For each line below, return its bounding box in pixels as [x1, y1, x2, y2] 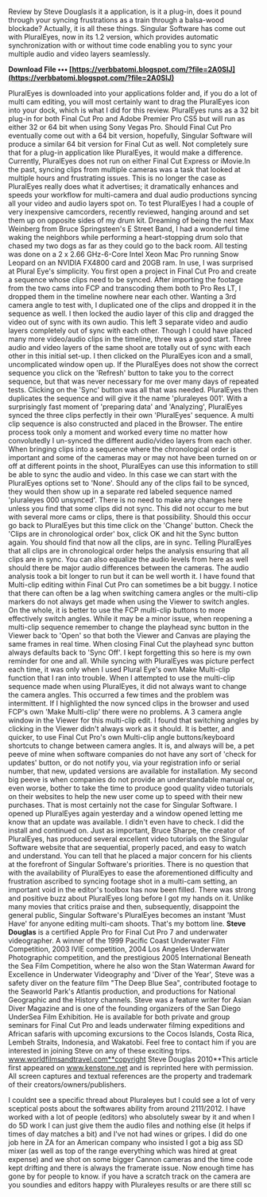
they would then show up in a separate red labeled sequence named [8, 486, 233, 496]
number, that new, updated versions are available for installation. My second [8, 766, 258, 776]
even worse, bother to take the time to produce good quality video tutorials [8, 783, 253, 793]
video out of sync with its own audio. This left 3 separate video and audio [8, 317, 249, 326]
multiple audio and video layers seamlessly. [8, 49, 151, 58]
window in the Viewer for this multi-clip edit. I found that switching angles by [8, 715, 259, 725]
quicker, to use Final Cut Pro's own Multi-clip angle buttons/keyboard [8, 733, 235, 742]
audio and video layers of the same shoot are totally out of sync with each [8, 343, 251, 352]
